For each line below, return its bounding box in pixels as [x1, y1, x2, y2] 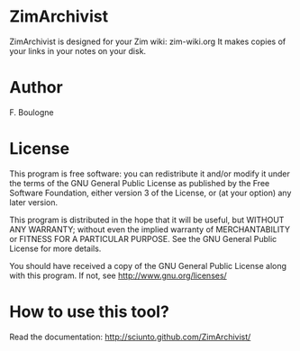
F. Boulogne [9, 106, 54, 118]
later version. [9, 196, 59, 208]
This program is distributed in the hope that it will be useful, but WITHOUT [9, 214, 285, 225]
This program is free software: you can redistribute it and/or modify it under [9, 168, 290, 179]
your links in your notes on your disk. [9, 45, 147, 56]
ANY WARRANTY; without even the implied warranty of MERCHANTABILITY [9, 223, 291, 235]
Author [9, 77, 63, 98]
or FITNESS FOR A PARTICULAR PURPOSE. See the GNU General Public [9, 233, 277, 244]
